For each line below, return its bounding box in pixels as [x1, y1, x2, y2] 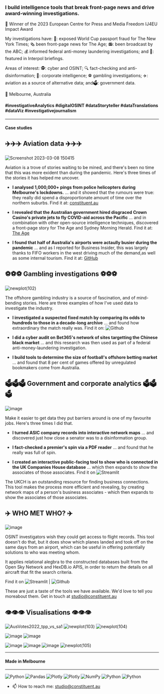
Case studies [5, 125, 33, 131]
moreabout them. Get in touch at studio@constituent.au [5, 593, 117, 599]
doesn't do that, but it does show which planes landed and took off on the [5, 539, 154, 545]
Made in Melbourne [5, 658, 45, 664]
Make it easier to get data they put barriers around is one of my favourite [5, 415, 151, 421]
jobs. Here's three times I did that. [5, 420, 73, 426]
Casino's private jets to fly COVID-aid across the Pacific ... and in [12, 214, 146, 220]
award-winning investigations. [5, 10, 80, 17]
